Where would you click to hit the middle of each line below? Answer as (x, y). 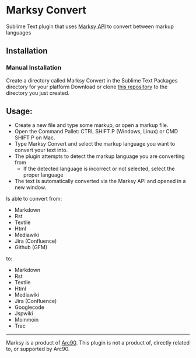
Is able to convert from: (34, 199)
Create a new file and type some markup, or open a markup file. (91, 125)
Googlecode (29, 307)
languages (19, 32)
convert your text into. (41, 150)
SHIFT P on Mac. (35, 137)
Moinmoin (27, 320)
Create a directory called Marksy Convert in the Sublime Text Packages (92, 80)
